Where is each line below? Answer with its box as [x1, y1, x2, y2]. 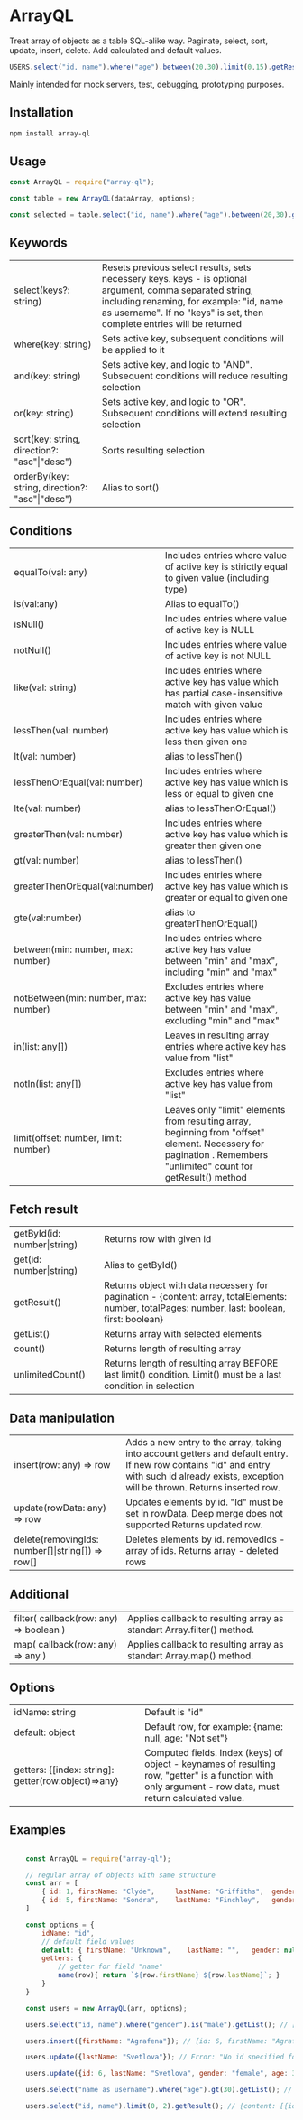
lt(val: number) [14, 750, 77, 762]
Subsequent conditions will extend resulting [102, 406, 288, 419]
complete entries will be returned [102, 317, 242, 330]
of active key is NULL [164, 623, 255, 636]
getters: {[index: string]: [14, 1763, 115, 1776]
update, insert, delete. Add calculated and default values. [9, 44, 223, 55]
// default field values [41, 1937, 135, 1947]
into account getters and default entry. [125, 1447, 289, 1460]
